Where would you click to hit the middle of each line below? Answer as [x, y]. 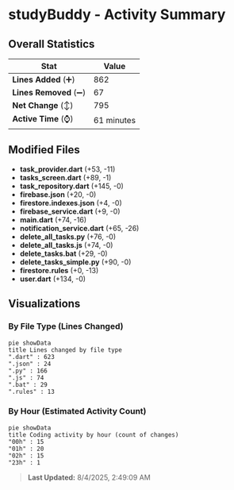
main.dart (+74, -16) [53, 219]
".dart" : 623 [32, 357]
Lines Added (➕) [44, 79]
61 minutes [115, 120]
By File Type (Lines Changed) [66, 326]
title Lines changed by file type [65, 350]
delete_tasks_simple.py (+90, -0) [75, 262]
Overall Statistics [52, 44]
